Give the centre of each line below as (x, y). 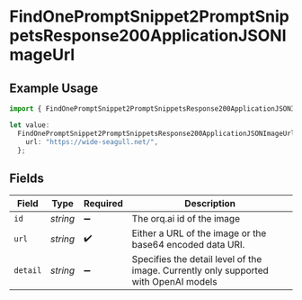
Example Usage (54, 88)
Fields (27, 178)
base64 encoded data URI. (188, 245)
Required (104, 204)
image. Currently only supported (200, 270)
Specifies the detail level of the (197, 259)
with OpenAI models (174, 282)
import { (26, 109)
